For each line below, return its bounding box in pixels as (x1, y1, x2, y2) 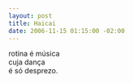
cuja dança (8, 57, 46, 67)
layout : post (8, 11, 53, 20)
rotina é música (8, 49, 60, 59)
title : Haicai (8, 19, 57, 27)
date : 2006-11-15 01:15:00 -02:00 (8, 27, 126, 35)
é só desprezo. (8, 66, 58, 76)
